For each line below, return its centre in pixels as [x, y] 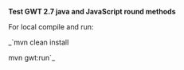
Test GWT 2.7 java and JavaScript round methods [92, 12]
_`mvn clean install [39, 42]
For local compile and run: [51, 27]
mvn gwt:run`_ [32, 58]
